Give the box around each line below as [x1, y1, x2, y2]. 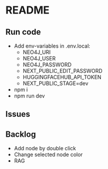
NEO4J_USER [22, 55, 56, 62]
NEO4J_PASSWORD [22, 61, 72, 68]
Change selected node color [14, 151, 83, 158]
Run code [5, 27, 41, 37]
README [5, 4, 50, 17]
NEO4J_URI [22, 49, 51, 56]
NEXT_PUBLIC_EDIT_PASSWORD [22, 67, 103, 74]
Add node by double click [14, 145, 76, 152]
